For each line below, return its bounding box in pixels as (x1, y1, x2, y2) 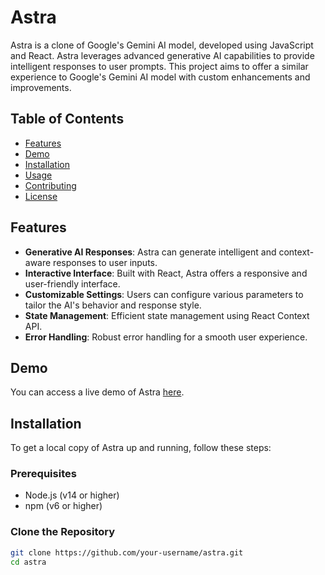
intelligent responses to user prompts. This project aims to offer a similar (10, 60, 309, 72)
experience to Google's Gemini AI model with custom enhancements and (10, 71, 311, 83)
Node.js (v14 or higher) (24, 489, 120, 501)
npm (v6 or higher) (24, 500, 103, 512)
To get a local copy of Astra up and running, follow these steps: (10, 442, 272, 454)
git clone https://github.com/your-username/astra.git (10, 547, 244, 558)
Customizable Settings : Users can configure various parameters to (24, 288, 304, 300)
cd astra (10, 557, 47, 567)
